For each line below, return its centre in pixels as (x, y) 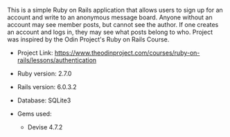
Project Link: (35, 53)
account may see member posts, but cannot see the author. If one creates (113, 25)
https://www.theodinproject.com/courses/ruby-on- (127, 53)
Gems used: (34, 114)
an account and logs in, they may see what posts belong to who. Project (110, 32)
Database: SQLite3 (44, 100)
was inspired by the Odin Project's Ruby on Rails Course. (88, 39)
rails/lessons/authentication (57, 60)
